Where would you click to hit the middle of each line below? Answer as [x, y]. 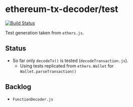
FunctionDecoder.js [33, 99]
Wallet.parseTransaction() [48, 71]
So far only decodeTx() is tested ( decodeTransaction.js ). [70, 60]
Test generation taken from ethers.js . [45, 32]
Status [16, 48]
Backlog [18, 87]
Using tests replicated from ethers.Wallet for [67, 65]
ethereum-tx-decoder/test [62, 9]
